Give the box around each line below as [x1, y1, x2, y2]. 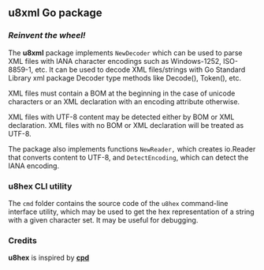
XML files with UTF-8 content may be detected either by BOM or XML [8, 112, 235, 122]
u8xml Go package [8, 6, 102, 20]
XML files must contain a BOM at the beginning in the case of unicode [8, 88, 236, 98]
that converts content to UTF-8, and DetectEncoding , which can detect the [8, 152, 249, 162]
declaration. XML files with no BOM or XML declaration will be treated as [8, 120, 244, 129]
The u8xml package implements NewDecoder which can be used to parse [8, 47, 243, 58]
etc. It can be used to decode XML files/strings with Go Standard [35, 65, 246, 74]
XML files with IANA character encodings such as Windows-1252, [8, 56, 222, 66]
